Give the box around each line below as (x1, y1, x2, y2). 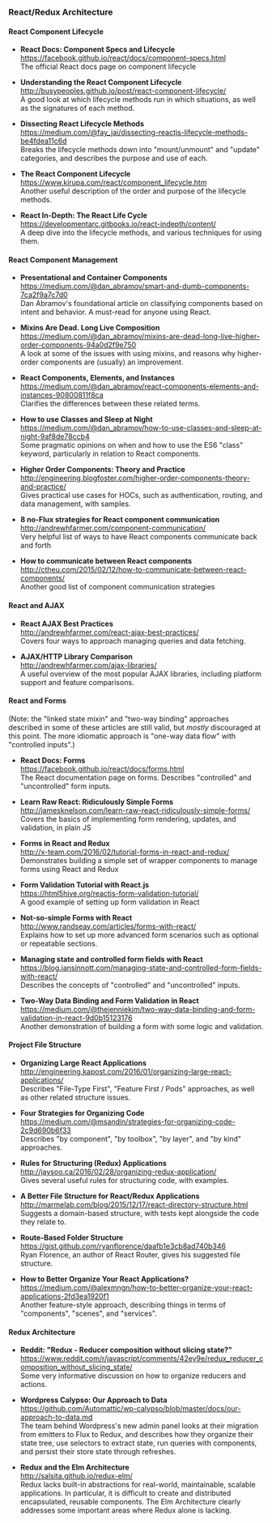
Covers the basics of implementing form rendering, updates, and (19, 814, 236, 823)
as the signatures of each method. (19, 104, 135, 113)
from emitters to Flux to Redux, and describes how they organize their (19, 1430, 253, 1440)
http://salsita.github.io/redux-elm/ (19, 1471, 134, 1481)
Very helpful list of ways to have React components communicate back (19, 532, 257, 542)
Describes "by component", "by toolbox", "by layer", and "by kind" (19, 1134, 241, 1143)
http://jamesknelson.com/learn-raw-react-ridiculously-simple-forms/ (19, 805, 251, 815)
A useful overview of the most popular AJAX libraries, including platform (19, 669, 261, 679)
